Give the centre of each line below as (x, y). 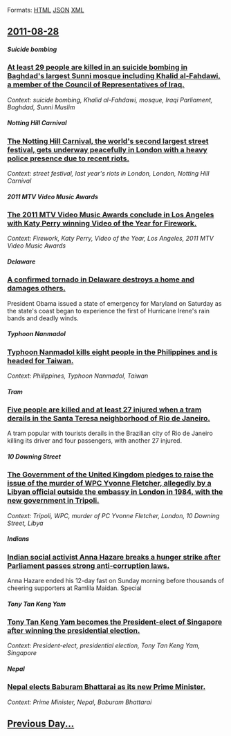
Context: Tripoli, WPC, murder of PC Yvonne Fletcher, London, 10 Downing (113, 515)
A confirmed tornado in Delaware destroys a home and (101, 279)
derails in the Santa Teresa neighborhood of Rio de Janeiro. (109, 418)
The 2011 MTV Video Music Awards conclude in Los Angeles (111, 215)
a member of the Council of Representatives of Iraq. (96, 84)
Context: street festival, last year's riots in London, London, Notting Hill (108, 174)
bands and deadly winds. (43, 318)
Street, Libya (25, 523)
